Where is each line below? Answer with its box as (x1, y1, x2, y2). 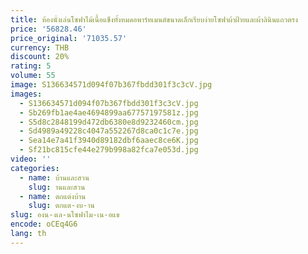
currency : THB (10, 42, 70, 53)
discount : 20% (10, 52, 70, 62)
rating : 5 (10, 61, 52, 71)
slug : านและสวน (28, 182, 86, 192)
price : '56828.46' (10, 24, 87, 34)
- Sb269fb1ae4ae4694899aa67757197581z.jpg (19, 107, 199, 118)
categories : (10, 163, 60, 173)
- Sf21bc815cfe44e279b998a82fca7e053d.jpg (19, 145, 199, 155)
